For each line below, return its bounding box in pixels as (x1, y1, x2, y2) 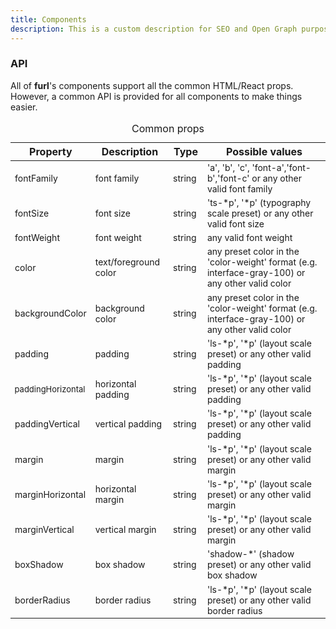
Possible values (225, 144, 303, 158)
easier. (10, 101, 38, 113)
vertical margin (94, 524, 157, 536)
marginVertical (14, 524, 75, 536)
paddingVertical (14, 418, 80, 430)
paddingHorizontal (14, 383, 86, 395)
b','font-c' (206, 172, 250, 184)
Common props (131, 121, 205, 135)
